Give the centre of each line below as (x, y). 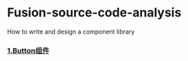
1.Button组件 (28, 51)
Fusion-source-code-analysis (94, 13)
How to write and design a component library (71, 32)
